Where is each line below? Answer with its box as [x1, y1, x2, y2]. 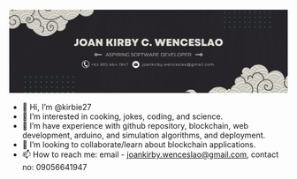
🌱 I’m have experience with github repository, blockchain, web [21, 121, 249, 131]
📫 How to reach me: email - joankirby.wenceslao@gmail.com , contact [21, 149, 279, 160]
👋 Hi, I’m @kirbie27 [21, 102, 92, 113]
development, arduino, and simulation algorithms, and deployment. [21, 130, 266, 141]
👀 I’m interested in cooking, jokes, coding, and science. [21, 111, 224, 122]
